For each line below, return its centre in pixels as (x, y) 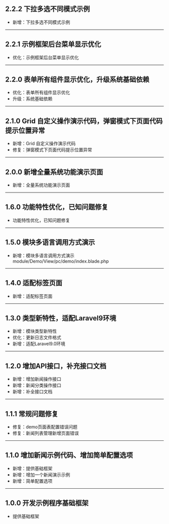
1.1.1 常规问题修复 (32, 414)
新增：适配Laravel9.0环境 (39, 344)
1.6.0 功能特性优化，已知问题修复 (57, 207)
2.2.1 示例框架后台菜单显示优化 (53, 44)
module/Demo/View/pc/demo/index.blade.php (61, 261)
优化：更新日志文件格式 (37, 338)
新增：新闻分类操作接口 (37, 385)
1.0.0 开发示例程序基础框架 (47, 503)
